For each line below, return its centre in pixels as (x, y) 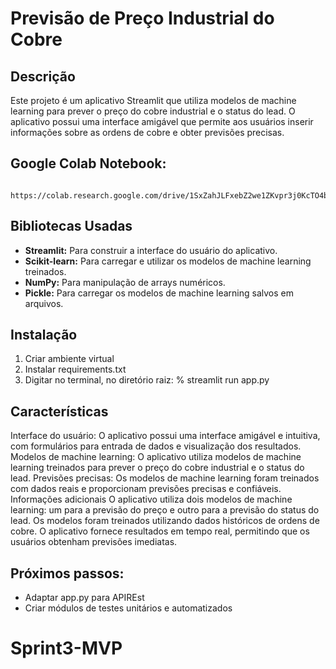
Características (59, 411)
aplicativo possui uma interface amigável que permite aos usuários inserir (162, 121)
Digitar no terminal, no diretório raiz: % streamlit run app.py (147, 380)
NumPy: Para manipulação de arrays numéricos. (125, 282)
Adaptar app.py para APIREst (84, 598)
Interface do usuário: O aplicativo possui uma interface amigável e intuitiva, (165, 436)
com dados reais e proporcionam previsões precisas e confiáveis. (146, 489)
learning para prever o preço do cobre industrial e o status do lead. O (153, 111)
